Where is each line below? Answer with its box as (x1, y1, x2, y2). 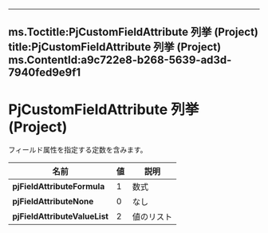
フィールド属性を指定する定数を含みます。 (8, 145, 148, 155)
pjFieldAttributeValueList (12, 211, 109, 222)
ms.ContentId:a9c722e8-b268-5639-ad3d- (8, 53, 232, 67)
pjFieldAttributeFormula (12, 181, 105, 192)
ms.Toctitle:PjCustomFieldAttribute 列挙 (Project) (8, 26, 259, 39)
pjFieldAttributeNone (12, 196, 94, 207)
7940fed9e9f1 (8, 65, 81, 80)
